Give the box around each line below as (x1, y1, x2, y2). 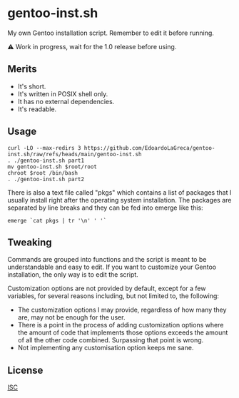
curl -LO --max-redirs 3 (7, 144, 81, 151)
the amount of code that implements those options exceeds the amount (17, 328, 228, 337)
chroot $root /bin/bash (7, 169, 78, 176)
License (7, 364, 44, 376)
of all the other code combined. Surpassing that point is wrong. (17, 336, 204, 345)
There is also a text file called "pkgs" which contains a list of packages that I (7, 188, 232, 197)
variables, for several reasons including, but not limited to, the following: (7, 292, 220, 300)
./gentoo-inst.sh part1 (14, 157, 84, 164)
